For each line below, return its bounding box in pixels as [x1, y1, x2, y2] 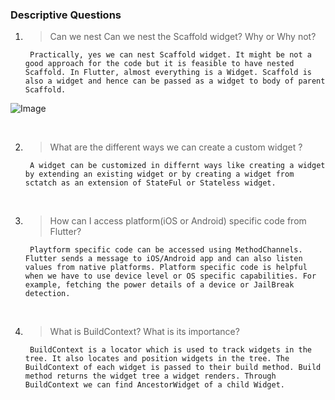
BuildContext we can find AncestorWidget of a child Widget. [24, 380, 286, 390]
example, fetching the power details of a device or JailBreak [24, 280, 295, 290]
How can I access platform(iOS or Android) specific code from [49, 215, 307, 227]
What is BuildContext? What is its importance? [49, 326, 240, 338]
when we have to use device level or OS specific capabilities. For [24, 271, 317, 282]
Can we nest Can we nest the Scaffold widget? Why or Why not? [49, 31, 317, 43]
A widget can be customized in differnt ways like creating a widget [29, 161, 326, 171]
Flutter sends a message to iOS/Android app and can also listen [24, 254, 303, 264]
